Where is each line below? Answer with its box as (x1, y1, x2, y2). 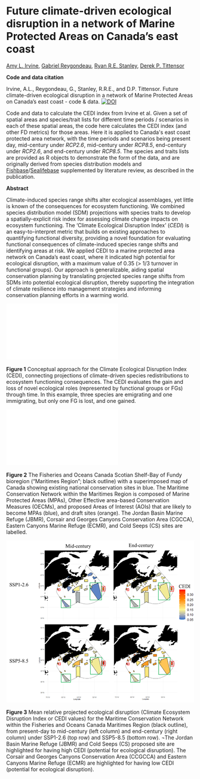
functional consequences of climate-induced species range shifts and (6, 240, 179, 248)
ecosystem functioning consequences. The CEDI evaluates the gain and (6, 378, 184, 385)
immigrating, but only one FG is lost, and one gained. (6, 397, 136, 404)
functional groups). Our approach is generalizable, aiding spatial (6, 266, 164, 273)
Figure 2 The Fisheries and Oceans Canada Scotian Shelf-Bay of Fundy (6, 471, 182, 478)
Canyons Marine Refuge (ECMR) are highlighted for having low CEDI (6, 759, 174, 766)
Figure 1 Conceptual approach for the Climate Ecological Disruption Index (6, 365, 187, 372)
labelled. (6, 528, 27, 536)
